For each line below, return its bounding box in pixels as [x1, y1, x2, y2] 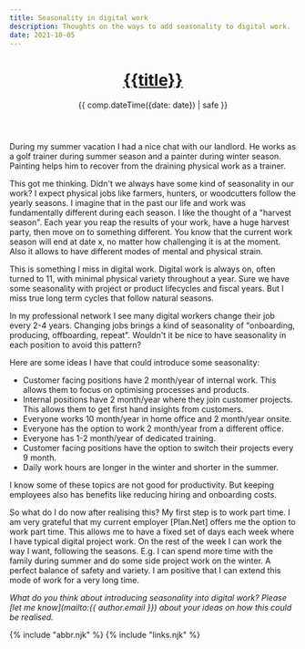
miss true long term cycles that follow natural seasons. [9, 293, 214, 304]
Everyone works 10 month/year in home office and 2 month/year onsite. [22, 414, 292, 425]
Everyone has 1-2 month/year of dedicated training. [22, 433, 217, 444]
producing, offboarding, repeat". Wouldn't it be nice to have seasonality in [9, 330, 287, 341]
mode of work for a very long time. [9, 575, 139, 586]
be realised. [9, 612, 55, 623]
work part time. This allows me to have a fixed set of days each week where [9, 526, 295, 538]
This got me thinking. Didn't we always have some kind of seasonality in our [9, 179, 294, 190]
